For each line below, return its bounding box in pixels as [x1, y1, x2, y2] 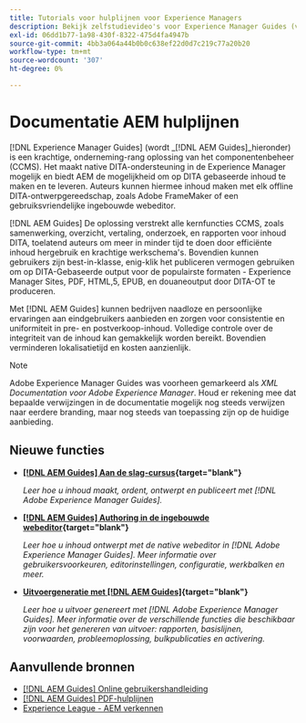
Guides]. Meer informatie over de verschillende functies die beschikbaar [22, 613, 296, 624]
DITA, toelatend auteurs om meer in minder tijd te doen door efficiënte [9, 236, 272, 247]
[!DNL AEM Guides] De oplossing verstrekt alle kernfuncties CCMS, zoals [9, 217, 284, 228]
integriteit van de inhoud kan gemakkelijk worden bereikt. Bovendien [9, 332, 267, 343]
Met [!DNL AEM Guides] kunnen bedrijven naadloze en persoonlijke [9, 303, 262, 314]
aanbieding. [9, 416, 54, 427]
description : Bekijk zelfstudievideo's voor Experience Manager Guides [9, 22, 287, 31]
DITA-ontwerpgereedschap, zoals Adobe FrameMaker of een [9, 190, 239, 201]
